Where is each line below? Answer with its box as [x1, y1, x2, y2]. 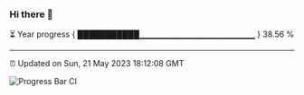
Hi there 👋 [9, 8, 54, 21]
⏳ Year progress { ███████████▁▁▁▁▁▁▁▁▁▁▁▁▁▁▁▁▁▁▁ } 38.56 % [9, 29, 295, 39]
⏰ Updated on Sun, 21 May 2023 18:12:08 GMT [9, 58, 185, 69]
